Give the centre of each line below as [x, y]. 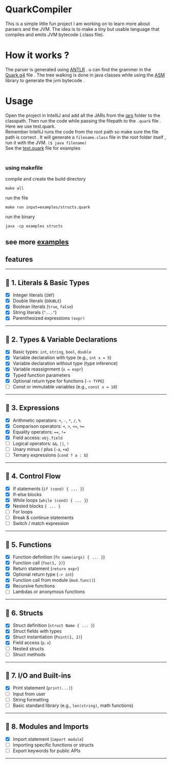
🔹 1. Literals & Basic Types [47, 282]
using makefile [24, 168]
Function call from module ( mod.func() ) [54, 580]
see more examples [37, 242]
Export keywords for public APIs [47, 751]
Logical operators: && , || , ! [41, 443]
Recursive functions [34, 586]
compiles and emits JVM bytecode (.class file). [55, 34]
